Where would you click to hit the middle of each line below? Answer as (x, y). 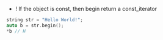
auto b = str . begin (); (35, 25)
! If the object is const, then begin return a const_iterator (86, 9)
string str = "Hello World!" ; (45, 20)
